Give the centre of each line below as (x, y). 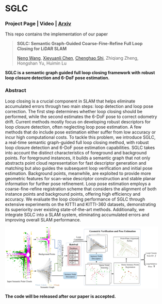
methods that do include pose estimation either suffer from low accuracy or (81, 132)
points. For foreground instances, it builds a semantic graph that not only (78, 158)
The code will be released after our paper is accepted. (61, 296)
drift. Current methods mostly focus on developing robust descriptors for (78, 121)
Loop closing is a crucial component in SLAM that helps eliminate (70, 101)
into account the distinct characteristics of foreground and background (76, 152)
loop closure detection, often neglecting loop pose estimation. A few (73, 127)
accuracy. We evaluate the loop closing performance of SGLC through (75, 199)
